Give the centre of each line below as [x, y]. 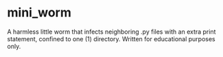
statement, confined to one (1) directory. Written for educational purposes [111, 38]
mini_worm [39, 13]
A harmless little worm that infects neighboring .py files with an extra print [111, 32]
